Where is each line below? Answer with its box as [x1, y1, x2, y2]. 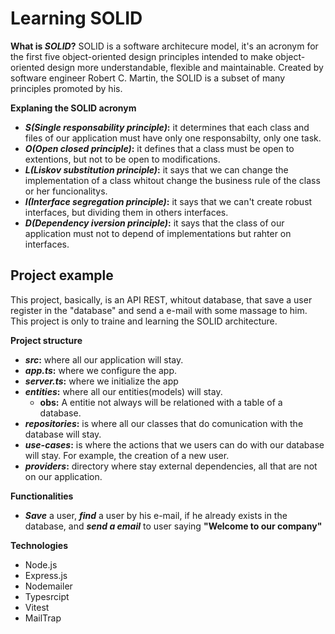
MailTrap [24, 612, 62, 624]
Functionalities [10, 490, 74, 502]
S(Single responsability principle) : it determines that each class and [24, 121, 310, 133]
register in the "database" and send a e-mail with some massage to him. [10, 304, 308, 316]
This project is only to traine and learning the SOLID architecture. [10, 315, 278, 327]
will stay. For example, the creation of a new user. [24, 449, 230, 461]
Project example [10, 267, 114, 284]
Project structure [10, 334, 83, 346]
